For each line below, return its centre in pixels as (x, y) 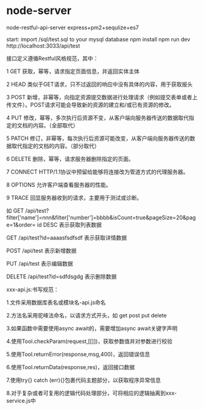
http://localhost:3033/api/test (43, 46)
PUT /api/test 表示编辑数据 (40, 263)
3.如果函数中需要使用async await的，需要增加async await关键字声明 (92, 328)
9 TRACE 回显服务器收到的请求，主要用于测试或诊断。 (74, 197)
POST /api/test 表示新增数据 (41, 250)
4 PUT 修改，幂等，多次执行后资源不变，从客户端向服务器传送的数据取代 (98, 118)
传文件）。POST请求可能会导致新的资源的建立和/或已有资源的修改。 (90, 105)
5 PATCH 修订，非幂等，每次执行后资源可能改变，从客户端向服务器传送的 (98, 138)
